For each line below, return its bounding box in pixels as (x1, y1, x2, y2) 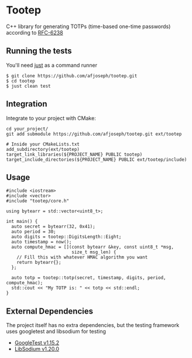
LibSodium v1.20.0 (14, 346, 60, 353)
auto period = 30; (11, 229, 57, 235)
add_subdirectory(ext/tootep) (6, 146, 80, 152)
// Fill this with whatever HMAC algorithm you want (16, 254, 148, 260)
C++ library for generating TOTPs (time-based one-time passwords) (6, 23, 171, 30)
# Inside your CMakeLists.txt (6, 141, 80, 147)
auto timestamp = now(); (11, 239, 72, 245)
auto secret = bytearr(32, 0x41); (11, 223, 95, 230)
